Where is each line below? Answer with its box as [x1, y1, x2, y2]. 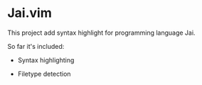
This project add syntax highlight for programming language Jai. [7, 28, 196, 37]
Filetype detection [17, 69, 71, 78]
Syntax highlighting [17, 55, 75, 64]
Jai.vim [7, 5, 52, 21]
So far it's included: [7, 42, 65, 50]
